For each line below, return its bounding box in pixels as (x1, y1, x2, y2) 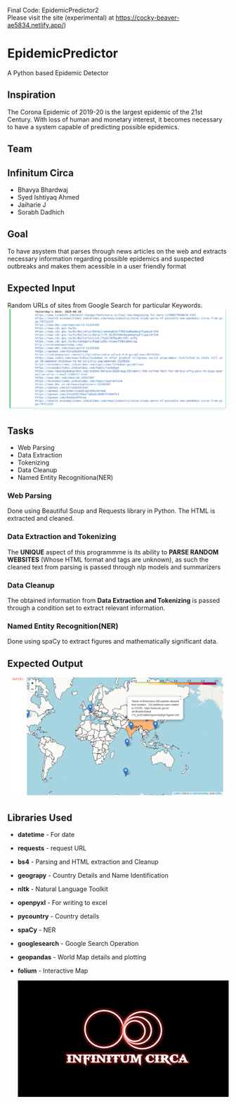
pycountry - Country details (17, 912, 100, 921)
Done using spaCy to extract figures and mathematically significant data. (7, 637, 218, 646)
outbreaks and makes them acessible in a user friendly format (7, 261, 187, 270)
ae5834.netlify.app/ (7, 21, 65, 29)
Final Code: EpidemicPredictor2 (7, 6, 99, 14)
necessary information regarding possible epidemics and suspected (7, 254, 204, 263)
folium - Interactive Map (17, 966, 88, 975)
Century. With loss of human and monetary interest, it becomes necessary (7, 115, 223, 124)
